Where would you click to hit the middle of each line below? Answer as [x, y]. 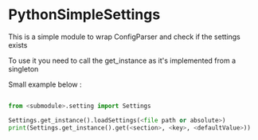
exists [18, 45]
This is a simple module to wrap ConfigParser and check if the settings [124, 37]
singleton [23, 68]
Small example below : [45, 84]
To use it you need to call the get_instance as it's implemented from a [122, 60]
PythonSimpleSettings [84, 15]
